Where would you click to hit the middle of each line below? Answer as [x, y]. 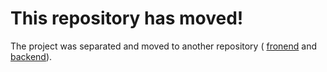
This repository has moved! [127, 18]
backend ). [31, 56]
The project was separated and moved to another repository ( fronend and [164, 46]
